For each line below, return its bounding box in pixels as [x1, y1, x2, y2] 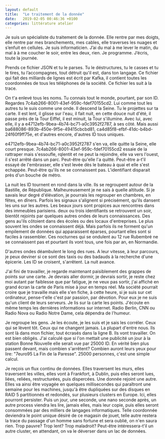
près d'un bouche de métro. [5, 172, 62, 178]
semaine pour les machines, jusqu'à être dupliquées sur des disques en [5, 387, 150, 392]
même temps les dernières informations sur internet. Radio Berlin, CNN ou [5, 305, 155, 311]
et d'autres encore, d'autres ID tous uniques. [34, 131, 125, 137]
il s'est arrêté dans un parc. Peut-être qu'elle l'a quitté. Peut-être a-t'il [5, 156, 146, 162]
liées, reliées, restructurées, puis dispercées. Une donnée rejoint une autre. [5, 376, 158, 382]
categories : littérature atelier [5, 21, 74, 26]
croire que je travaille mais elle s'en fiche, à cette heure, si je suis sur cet [5, 289, 152, 295]
